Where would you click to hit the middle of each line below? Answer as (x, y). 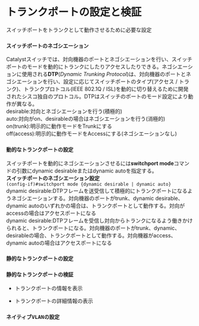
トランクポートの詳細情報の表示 (54, 300)
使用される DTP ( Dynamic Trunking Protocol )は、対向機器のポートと (104, 74)
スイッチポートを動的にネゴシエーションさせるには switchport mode (90, 163)
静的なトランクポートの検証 (40, 275)
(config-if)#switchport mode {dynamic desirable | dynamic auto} (89, 184)
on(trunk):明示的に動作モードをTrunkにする (59, 126)
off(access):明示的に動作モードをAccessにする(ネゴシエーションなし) (91, 134)
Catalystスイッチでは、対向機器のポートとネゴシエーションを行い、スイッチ (99, 59)
